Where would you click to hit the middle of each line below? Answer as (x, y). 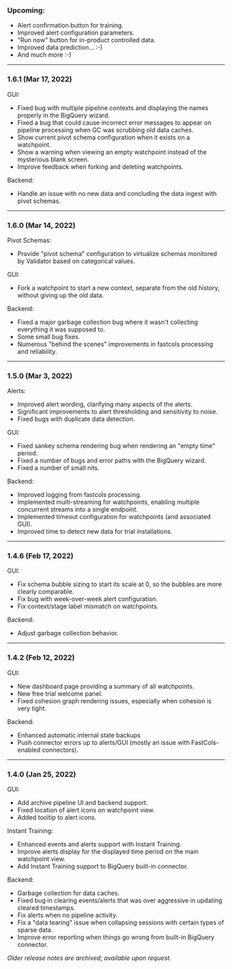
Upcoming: (26, 10)
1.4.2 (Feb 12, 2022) (41, 658)
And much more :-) (44, 55)
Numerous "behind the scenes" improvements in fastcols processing (115, 344)
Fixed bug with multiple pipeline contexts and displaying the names (113, 108)
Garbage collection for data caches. (68, 893)
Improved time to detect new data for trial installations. (95, 532)
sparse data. (35, 930)
